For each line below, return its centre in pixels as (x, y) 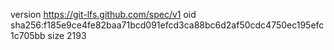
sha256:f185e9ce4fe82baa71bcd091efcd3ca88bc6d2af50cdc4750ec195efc (167, 25)
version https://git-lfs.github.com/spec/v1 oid (103, 14)
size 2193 (67, 35)
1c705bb (28, 35)
